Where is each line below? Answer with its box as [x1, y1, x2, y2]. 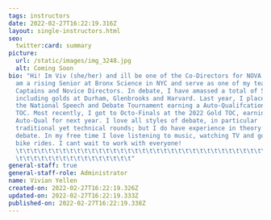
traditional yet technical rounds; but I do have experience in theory [15, 124, 262, 132]
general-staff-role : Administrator [8, 169, 128, 177]
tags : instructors [8, 11, 70, 20]
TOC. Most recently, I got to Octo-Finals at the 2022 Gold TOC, [15, 110, 240, 118]
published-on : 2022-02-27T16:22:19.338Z [8, 199, 147, 207]
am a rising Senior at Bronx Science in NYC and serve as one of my [15, 79, 251, 87]
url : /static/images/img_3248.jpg [15, 57, 131, 65]
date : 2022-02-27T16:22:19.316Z [8, 19, 117, 27]
